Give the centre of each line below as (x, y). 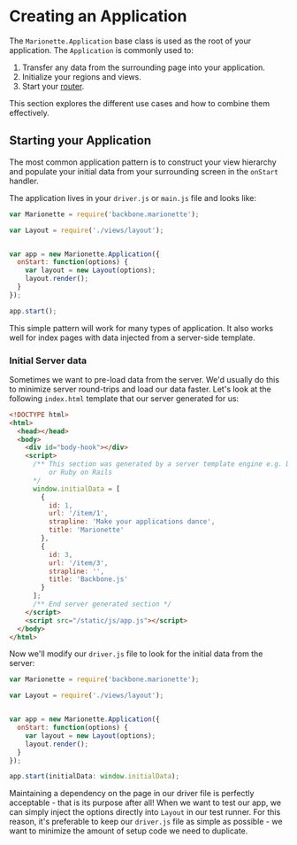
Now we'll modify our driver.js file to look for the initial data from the (136, 654)
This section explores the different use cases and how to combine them (140, 103)
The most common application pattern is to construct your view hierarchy (143, 162)
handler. (24, 181)
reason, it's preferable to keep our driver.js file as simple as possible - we (146, 822)
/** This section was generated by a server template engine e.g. (157, 464)
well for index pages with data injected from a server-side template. (132, 337)
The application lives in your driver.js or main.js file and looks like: (133, 198)
